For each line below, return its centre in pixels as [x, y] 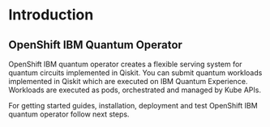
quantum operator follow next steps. [69, 114]
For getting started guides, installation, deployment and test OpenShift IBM [133, 106]
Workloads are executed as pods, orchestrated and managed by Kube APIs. [135, 90]
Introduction [51, 15]
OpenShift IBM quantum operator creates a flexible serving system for [125, 64]
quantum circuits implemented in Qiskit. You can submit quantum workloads [135, 73]
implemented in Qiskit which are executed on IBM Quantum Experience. [128, 81]
